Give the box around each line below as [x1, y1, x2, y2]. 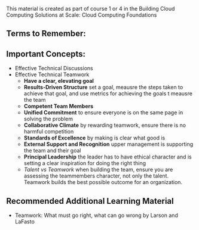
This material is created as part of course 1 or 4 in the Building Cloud [6, 5, 175, 12]
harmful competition [23, 128, 74, 135]
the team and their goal [23, 147, 81, 154]
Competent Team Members [23, 102, 94, 110]
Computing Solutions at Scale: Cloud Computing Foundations [6, 11, 157, 18]
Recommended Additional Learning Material [6, 196, 174, 206]
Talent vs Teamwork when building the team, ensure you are [23, 166, 173, 173]
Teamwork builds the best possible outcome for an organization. [23, 179, 183, 186]
